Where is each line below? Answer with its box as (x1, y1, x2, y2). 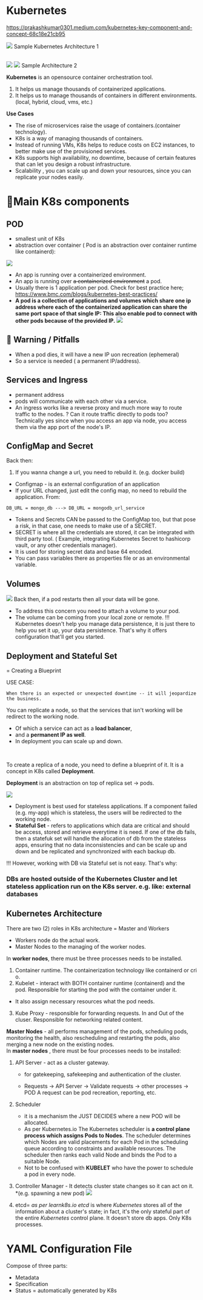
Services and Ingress (6, 375, 88, 385)
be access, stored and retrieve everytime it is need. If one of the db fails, (15, 828, 197, 836)
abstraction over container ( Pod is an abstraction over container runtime (15, 241, 197, 249)
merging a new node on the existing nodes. (6, 1040, 115, 1048)
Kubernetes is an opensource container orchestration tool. (6, 74, 153, 81)
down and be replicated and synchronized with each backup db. (15, 848, 176, 855)
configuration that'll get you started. (15, 633, 105, 641)
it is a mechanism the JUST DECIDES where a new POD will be (24, 1112, 181, 1119)
